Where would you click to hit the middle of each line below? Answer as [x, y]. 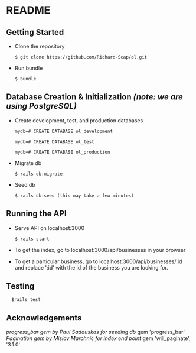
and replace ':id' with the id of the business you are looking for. [91, 267]
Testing [20, 286]
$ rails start [32, 239]
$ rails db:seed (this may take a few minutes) [74, 196]
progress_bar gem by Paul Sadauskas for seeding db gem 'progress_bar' [95, 332]
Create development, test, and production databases [79, 120]
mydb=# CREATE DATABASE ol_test [54, 142]
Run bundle [29, 68]
